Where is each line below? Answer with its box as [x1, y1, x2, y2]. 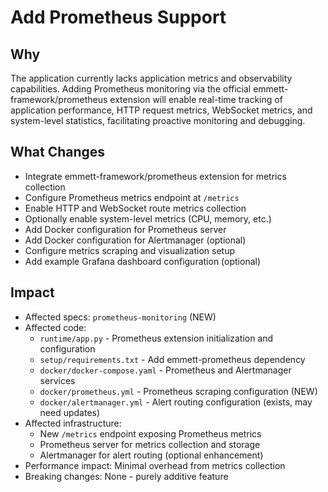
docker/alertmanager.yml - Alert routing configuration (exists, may [39, 396, 313, 408]
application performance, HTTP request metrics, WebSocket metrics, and [10, 104, 313, 116]
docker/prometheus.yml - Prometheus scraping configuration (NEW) [39, 385, 318, 397]
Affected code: [24, 321, 87, 333]
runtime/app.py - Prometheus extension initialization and [39, 332, 274, 344]
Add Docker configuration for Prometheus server [24, 223, 227, 235]
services [39, 374, 76, 386]
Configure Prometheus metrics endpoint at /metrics [24, 191, 240, 203]
